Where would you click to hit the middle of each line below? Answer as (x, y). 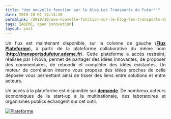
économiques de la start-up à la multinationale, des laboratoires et (85, 96)
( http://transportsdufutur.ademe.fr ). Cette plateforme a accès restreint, (85, 54)
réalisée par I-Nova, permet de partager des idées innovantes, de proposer (85, 59)
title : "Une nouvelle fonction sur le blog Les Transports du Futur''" (83, 10)
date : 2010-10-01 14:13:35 (34, 15)
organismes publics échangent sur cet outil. (51, 101)
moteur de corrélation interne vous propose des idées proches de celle (85, 70)
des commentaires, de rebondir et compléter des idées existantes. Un (85, 65)
